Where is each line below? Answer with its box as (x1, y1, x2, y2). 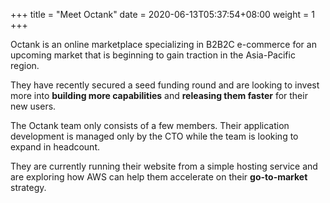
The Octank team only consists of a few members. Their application (10, 120, 290, 131)
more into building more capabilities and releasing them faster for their (10, 90, 308, 101)
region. (10, 60, 40, 71)
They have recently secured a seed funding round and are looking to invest (10, 79, 320, 91)
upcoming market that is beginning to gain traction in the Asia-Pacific (10, 49, 296, 61)
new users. (10, 100, 57, 112)
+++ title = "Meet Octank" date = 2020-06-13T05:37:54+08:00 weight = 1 (10, 9, 315, 20)
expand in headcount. (10, 141, 101, 153)
